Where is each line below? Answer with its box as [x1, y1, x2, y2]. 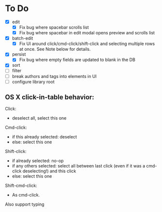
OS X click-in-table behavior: [5, 93, 94, 102]
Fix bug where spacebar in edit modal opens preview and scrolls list [19, 30, 155, 36]
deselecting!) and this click [22, 168, 76, 174]
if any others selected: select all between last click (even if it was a [12, 163, 146, 169]
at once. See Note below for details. [19, 46, 91, 52]
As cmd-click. [12, 192, 40, 198]
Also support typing [5, 201, 44, 207]
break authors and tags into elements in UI [12, 73, 97, 79]
